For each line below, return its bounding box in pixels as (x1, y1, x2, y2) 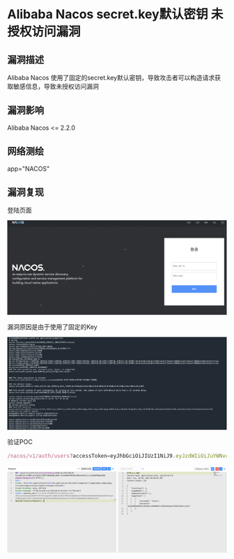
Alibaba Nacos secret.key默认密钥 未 (7, 6, 224, 22)
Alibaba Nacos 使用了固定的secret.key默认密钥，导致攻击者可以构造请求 (7, 74, 215, 82)
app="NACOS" (7, 164, 50, 173)
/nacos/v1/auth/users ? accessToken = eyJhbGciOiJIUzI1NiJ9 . (7, 452, 176, 459)
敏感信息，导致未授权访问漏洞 (13, 82, 99, 91)
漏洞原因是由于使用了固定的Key (7, 323, 97, 331)
